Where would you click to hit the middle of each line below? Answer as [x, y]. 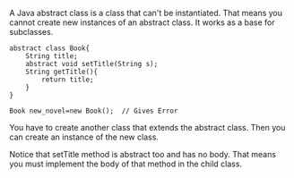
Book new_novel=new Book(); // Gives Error [94, 111]
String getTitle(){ [62, 72]
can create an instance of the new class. [84, 137]
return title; [68, 80]
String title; [52, 56]
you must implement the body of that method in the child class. [126, 164]
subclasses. [31, 32]
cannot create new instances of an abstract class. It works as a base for [142, 22]
